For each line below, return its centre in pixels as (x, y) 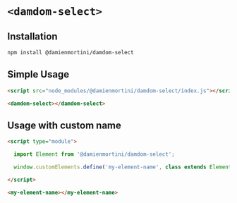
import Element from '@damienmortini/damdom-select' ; (94, 154)
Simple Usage (38, 74)
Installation (32, 36)
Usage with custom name (65, 125)
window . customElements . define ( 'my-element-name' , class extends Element (123, 167)
